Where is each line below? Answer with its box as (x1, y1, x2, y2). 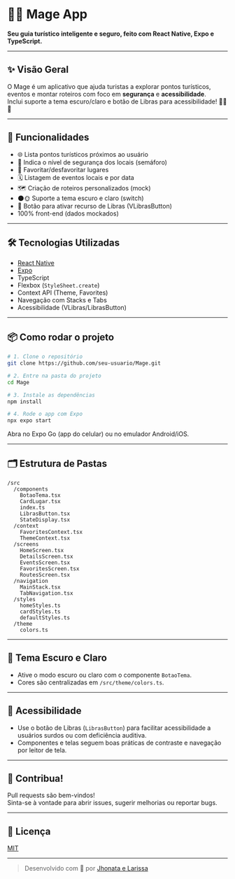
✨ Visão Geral (7, 64, 69, 76)
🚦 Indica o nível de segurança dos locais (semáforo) (17, 157, 168, 167)
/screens (13, 541, 39, 548)
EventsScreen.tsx (20, 559, 71, 566)
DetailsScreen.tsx (20, 553, 73, 560)
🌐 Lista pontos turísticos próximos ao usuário (17, 150, 149, 158)
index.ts (20, 504, 45, 511)
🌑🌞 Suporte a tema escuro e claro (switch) (17, 194, 145, 202)
